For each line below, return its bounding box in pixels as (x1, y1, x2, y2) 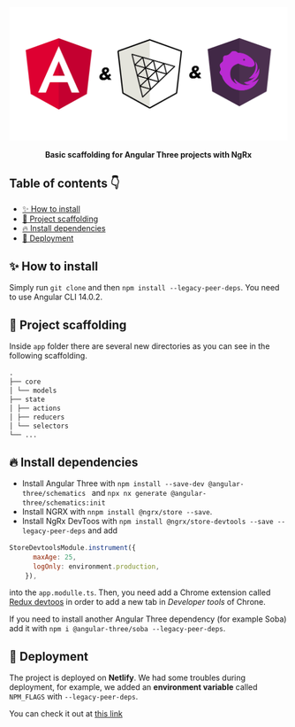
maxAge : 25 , (32, 553, 77, 561)
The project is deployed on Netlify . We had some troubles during (9, 672, 246, 684)
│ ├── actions (9, 404, 62, 414)
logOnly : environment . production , (32, 561, 161, 571)
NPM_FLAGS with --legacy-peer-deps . (9, 692, 139, 702)
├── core (9, 377, 42, 387)
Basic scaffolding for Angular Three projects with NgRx (44, 149, 253, 159)
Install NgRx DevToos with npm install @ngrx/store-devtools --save (21, 515, 274, 526)
